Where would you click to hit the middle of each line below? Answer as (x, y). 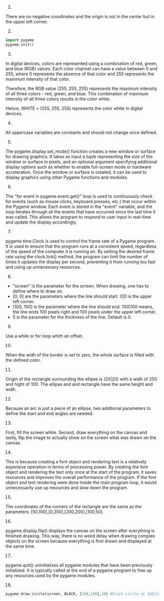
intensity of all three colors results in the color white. (58, 99)
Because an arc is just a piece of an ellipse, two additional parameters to (78, 408)
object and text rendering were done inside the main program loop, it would (81, 482)
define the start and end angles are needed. (50, 413)
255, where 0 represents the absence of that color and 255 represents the (80, 74)
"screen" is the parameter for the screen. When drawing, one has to (81, 286)
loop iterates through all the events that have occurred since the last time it (81, 211)
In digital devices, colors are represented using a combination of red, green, (82, 63)
